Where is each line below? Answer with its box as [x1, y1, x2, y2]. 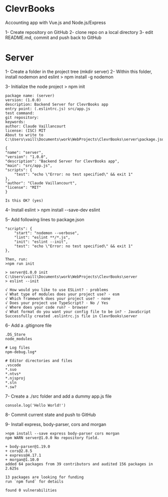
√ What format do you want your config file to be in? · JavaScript [5, 309, 151, 314]
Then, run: [5, 257, 28, 262]
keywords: [5, 119, 26, 124]
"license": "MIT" [5, 185, 41, 190]
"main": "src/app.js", [5, 163, 52, 168]
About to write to [5, 132, 43, 137]
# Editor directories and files [5, 358, 72, 363]
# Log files [5, 345, 30, 350]
